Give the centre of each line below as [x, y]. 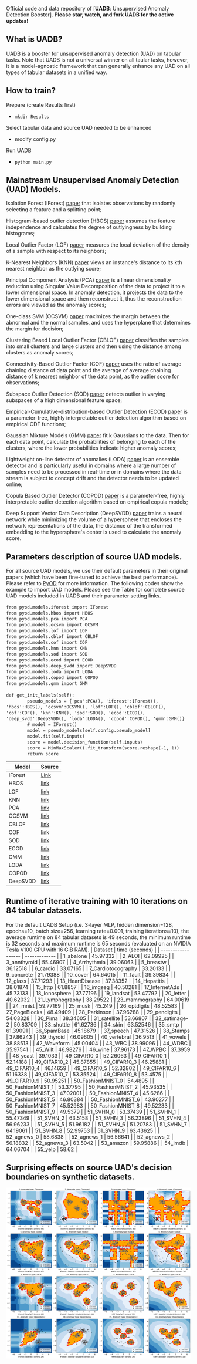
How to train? [31, 91]
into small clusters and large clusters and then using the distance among [94, 346]
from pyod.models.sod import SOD [47, 654]
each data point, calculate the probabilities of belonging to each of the [91, 442]
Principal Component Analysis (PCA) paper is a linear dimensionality [89, 280]
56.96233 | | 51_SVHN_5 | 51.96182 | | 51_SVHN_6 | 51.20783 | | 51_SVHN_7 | [98, 1124]
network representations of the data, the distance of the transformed [89, 526]
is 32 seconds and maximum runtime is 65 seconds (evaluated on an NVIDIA [98, 943]
